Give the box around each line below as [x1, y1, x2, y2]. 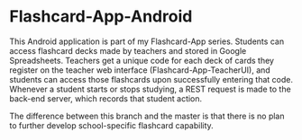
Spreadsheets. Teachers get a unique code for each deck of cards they [9, 55, 275, 66]
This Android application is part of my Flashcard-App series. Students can [9, 36, 285, 47]
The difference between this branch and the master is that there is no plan [9, 110, 285, 121]
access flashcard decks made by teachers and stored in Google [9, 45, 247, 56]
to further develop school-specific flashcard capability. [9, 119, 214, 131]
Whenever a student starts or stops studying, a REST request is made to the [9, 83, 291, 94]
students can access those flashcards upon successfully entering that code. [9, 74, 293, 84]
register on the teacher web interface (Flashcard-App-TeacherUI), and [9, 65, 270, 75]
